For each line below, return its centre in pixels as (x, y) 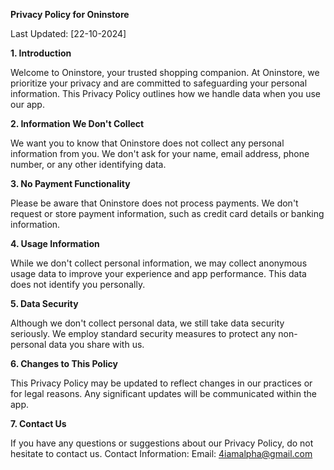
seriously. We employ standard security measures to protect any (143, 333)
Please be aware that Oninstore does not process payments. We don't (154, 203)
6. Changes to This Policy (64, 363)
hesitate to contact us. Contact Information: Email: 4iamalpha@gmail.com (161, 453)
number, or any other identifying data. (88, 164)
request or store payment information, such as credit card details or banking (167, 213)
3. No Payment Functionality (70, 183)
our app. (27, 104)
